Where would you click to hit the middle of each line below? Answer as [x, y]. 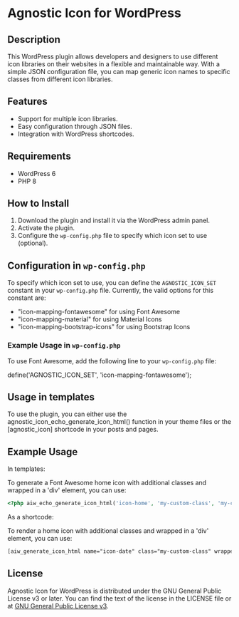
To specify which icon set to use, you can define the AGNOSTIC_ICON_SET [112, 283]
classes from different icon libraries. [60, 79]
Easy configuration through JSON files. [75, 126]
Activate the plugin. [46, 228]
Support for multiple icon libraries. [68, 118]
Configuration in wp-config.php [76, 265]
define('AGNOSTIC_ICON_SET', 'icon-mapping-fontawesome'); [100, 375]
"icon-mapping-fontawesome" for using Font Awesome [99, 312]
